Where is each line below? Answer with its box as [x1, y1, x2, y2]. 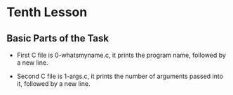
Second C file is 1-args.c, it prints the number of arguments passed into [16, 72, 224, 80]
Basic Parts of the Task [6, 32, 109, 44]
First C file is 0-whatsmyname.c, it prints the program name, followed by [16, 51, 226, 59]
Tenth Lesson [6, 4, 88, 20]
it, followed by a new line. [16, 80, 91, 88]
